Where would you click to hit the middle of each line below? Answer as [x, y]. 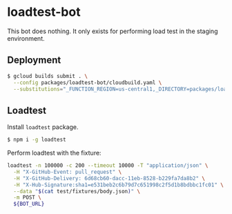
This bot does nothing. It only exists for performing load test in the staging [113, 31]
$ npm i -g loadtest [37, 140]
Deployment [34, 60]
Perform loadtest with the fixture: [54, 153]
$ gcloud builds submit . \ [48, 76]
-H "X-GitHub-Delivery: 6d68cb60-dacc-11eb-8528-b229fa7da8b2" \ [109, 178]
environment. [26, 38]
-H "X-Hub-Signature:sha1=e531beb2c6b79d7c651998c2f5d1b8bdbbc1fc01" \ [119, 185]
